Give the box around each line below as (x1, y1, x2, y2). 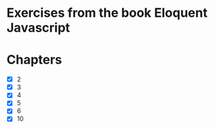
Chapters (6, 52, 63, 68)
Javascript (6, 20, 71, 36)
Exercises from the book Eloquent (6, 5, 208, 21)
